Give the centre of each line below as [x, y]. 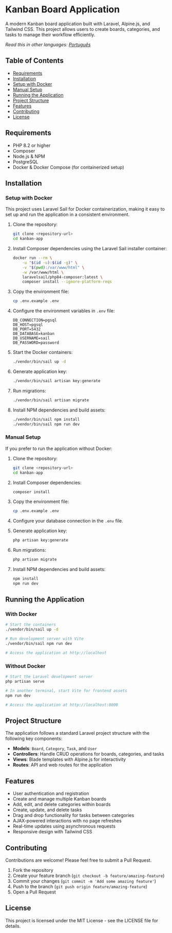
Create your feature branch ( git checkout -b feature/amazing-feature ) [89, 875]
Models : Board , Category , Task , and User [55, 749]
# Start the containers [31, 625]
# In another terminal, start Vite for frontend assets [66, 691]
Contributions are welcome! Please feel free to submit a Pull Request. [79, 860]
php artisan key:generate [40, 540]
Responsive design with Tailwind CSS [52, 832]
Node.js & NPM [29, 156]
